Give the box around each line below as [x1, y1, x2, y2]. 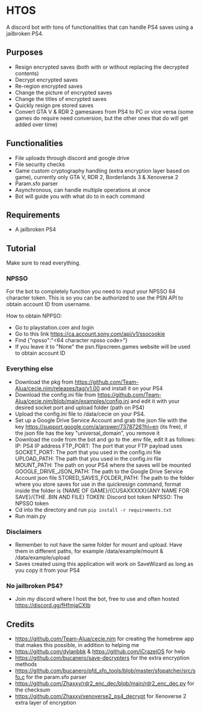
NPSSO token [14, 500, 49, 507]
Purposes [6, 48, 43, 58]
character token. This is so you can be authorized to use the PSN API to [6, 294, 183, 301]
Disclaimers [6, 527, 42, 536]
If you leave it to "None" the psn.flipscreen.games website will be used [14, 343, 191, 351]
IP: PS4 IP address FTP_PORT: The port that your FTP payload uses [14, 442, 183, 449]
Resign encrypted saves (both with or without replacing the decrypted [14, 63, 189, 70]
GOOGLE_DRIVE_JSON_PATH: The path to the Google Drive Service [14, 467, 183, 475]
